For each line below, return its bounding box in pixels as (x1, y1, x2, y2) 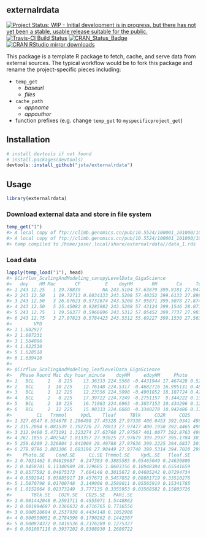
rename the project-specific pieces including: (6, 66, 121, 73)
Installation (6, 134, 50, 145)
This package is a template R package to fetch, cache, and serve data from (6, 52, 196, 60)
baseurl (24, 84, 44, 91)
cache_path (15, 98, 44, 104)
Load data (6, 255, 37, 264)
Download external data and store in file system (6, 210, 151, 218)
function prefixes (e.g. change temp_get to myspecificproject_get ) (15, 117, 183, 124)
